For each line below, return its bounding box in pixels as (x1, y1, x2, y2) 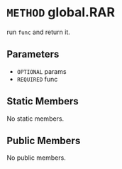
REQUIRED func (16, 75, 58, 83)
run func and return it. (6, 28, 70, 36)
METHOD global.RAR (6, 4, 115, 21)
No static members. (6, 114, 65, 123)
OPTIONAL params (16, 67, 67, 75)
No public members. (6, 153, 67, 162)
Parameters (6, 48, 60, 60)
